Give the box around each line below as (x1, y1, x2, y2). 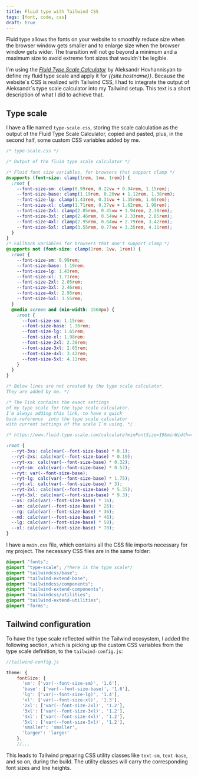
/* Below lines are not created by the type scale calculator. (6, 383, 165, 389)
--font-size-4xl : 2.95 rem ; (16, 290, 83, 296)
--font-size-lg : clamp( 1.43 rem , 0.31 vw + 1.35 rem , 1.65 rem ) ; (16, 197, 170, 203)
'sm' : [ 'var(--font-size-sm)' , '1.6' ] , (21, 681, 120, 687)
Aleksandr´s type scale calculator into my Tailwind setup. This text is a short (6, 85, 191, 92)
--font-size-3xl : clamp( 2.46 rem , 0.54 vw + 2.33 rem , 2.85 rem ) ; (16, 213, 173, 219)
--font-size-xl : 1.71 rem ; (16, 274, 81, 279)
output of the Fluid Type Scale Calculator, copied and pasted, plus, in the (6, 131, 183, 138)
